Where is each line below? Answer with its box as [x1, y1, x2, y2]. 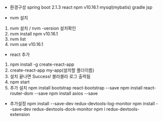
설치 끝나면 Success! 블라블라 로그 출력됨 [9, 74, 91, 79]
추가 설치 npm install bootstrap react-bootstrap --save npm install [9, 85, 143, 90]
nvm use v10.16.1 [9, 41, 43, 47]
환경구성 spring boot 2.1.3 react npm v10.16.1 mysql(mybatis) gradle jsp [9, 4, 153, 10]
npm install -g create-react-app [9, 61, 75, 67]
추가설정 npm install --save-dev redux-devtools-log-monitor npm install [9, 101, 155, 106]
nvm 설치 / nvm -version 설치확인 [9, 25, 77, 31]
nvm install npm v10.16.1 [9, 31, 58, 37]
